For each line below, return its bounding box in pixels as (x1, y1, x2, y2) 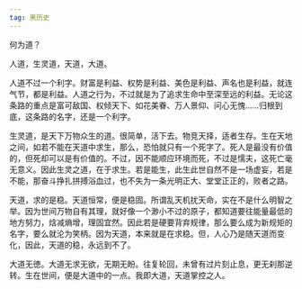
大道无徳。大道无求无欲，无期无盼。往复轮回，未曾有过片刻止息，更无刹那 (9, 258, 285, 269)
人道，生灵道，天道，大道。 (9, 58, 112, 68)
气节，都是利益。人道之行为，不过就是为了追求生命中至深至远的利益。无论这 (9, 88, 293, 99)
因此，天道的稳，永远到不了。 (24, 239, 136, 250)
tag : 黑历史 (9, 13, 50, 23)
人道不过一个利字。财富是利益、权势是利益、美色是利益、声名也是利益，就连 (9, 77, 293, 88)
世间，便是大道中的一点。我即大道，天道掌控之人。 (40, 269, 230, 280)
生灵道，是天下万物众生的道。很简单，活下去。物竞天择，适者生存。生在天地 (9, 130, 293, 140)
